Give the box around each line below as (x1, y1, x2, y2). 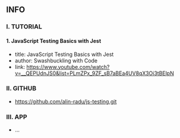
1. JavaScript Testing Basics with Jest (6, 37, 102, 44)
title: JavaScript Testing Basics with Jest (14, 51, 114, 58)
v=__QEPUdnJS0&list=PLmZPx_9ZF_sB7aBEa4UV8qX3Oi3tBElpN (14, 70, 174, 77)
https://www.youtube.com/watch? (26, 63, 110, 70)
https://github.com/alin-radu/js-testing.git (14, 98, 117, 105)
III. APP (6, 112, 28, 121)
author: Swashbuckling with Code (14, 57, 98, 64)
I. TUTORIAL (6, 23, 43, 31)
